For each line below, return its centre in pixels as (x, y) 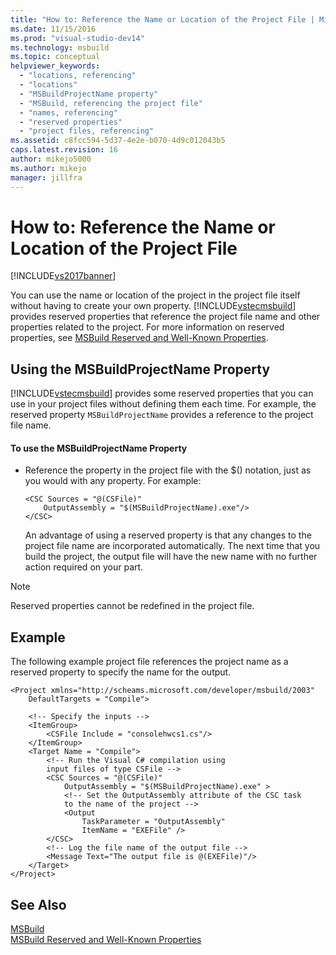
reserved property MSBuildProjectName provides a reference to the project (162, 415)
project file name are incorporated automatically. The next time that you (172, 546)
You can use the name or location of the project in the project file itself (155, 295)
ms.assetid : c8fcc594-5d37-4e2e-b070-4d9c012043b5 (118, 141)
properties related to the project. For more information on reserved (147, 327)
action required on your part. (84, 567)
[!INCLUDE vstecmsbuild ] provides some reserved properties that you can (162, 393)
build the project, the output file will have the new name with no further (171, 557)
